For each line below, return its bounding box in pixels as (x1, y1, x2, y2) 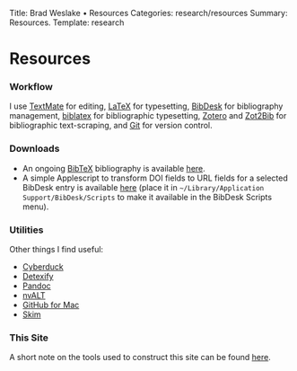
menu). (22, 201, 49, 212)
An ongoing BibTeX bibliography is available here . (22, 163, 206, 173)
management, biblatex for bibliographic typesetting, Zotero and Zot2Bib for (9, 110, 287, 121)
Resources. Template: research (9, 17, 125, 28)
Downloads (9, 143, 60, 155)
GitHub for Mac (22, 300, 80, 311)
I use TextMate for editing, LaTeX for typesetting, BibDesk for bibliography (9, 101, 284, 111)
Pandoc (22, 280, 51, 291)
